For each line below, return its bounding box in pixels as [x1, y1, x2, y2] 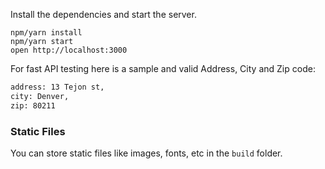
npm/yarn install [10, 28, 83, 38]
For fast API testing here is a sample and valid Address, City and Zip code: [10, 63, 316, 74]
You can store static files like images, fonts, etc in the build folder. [10, 147, 283, 159]
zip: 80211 [10, 100, 56, 111]
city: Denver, [10, 91, 70, 101]
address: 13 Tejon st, [10, 82, 105, 92]
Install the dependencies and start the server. [10, 9, 197, 20]
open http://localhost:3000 [10, 45, 128, 55]
